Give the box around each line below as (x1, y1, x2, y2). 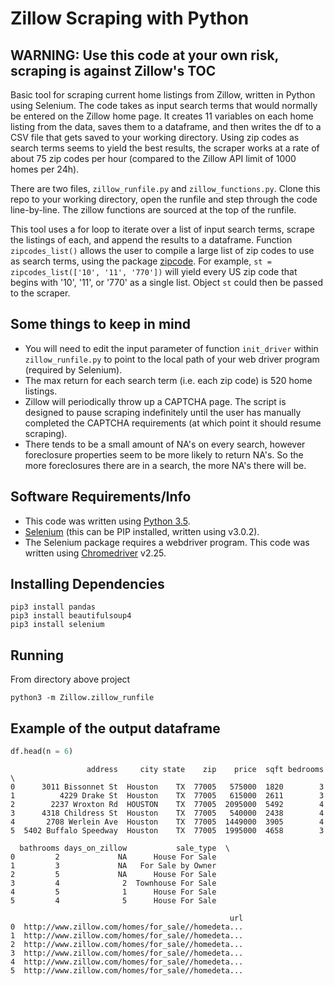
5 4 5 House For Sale (10, 895, 217, 906)
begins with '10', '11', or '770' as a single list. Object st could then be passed (10, 277, 323, 288)
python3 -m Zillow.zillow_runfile (10, 693, 155, 703)
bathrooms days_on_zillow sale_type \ (19, 843, 230, 853)
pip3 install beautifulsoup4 (10, 611, 132, 621)
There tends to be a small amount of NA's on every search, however (24, 438, 306, 450)
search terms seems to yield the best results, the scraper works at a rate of (10, 142, 320, 154)
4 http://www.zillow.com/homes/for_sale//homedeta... (10, 957, 244, 967)
